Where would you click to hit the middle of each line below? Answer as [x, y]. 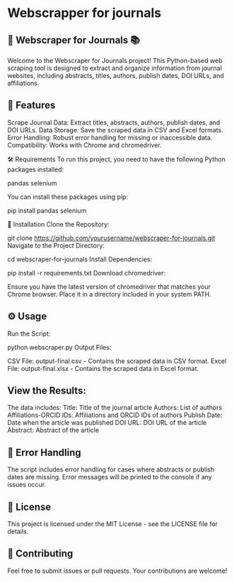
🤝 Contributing [40, 554]
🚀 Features [31, 105]
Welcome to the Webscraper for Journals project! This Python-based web [115, 61]
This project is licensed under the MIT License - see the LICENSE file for [112, 524]
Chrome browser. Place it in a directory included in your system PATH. [110, 294]
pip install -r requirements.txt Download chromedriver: [87, 273]
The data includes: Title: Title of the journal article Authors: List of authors [115, 408]
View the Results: [47, 391]
